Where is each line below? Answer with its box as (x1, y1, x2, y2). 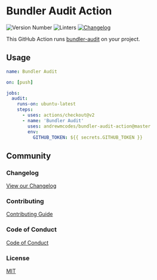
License (6, 254, 30, 262)
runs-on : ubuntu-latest (17, 101, 76, 107)
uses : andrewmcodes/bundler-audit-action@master (27, 123, 151, 129)
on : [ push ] (6, 79, 33, 85)
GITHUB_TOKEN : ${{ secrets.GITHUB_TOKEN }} (32, 134, 143, 141)
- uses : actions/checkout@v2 (21, 112, 95, 118)
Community (6, 151, 51, 161)
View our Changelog (6, 182, 57, 189)
